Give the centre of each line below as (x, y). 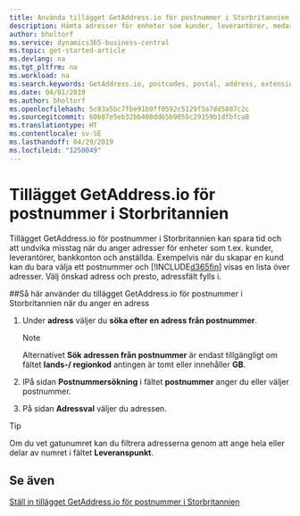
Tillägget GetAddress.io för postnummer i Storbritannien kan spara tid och (146, 238)
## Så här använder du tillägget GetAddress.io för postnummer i (126, 293)
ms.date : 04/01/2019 (48, 92)
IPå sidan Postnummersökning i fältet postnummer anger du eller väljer (156, 381)
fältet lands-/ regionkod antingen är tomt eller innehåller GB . (134, 364)
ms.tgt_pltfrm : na (43, 68)
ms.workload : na (39, 76)
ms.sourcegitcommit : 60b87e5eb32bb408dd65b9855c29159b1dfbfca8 (129, 117)
